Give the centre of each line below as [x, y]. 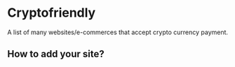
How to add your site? [56, 54]
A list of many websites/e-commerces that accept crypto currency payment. [118, 32]
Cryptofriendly [52, 13]
